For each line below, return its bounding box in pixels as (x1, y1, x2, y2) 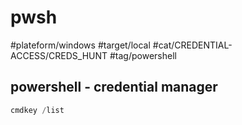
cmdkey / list (10, 105, 65, 115)
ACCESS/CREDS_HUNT (10, 49, 108, 61)
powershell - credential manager (10, 79, 218, 96)
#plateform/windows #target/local (10, 39, 151, 51)
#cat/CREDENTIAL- (152, 39, 233, 51)
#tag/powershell (109, 49, 177, 61)
